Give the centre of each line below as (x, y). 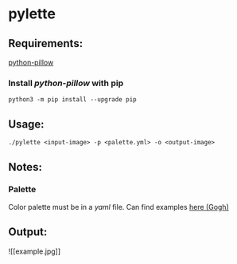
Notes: (25, 167)
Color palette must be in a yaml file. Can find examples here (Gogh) (118, 207)
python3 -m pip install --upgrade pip (72, 100)
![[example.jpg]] (35, 251)
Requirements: (46, 43)
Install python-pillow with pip (66, 83)
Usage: (27, 124)
